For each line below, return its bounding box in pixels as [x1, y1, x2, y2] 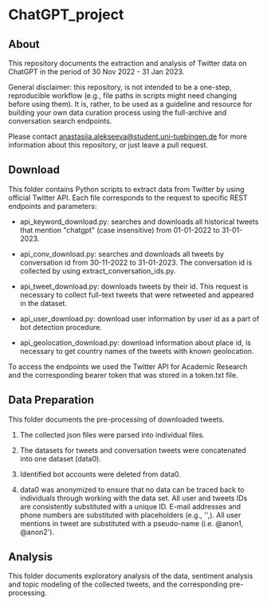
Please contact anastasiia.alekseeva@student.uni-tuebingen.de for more [8, 132, 247, 141]
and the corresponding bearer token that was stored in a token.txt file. [8, 370, 238, 379]
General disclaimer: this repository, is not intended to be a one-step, [8, 82, 233, 92]
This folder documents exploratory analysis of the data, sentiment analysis [8, 572, 253, 581]
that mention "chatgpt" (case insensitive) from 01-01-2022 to [19, 225, 221, 234]
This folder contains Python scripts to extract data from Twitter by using [8, 184, 245, 194]
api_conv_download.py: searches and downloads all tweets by [19, 249, 225, 258]
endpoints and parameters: [8, 201, 97, 210]
